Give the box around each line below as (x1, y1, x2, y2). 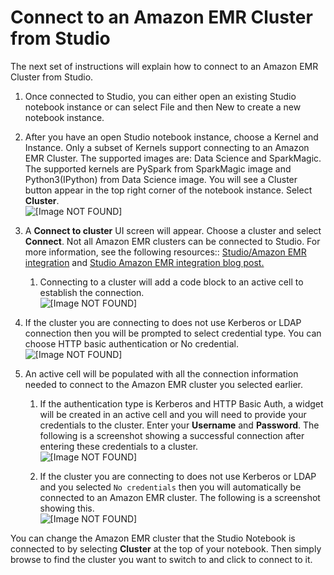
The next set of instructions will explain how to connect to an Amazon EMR (10, 60, 319, 72)
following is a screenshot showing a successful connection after (39, 429, 305, 441)
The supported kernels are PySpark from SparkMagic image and (24, 162, 292, 175)
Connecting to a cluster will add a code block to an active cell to (39, 276, 304, 288)
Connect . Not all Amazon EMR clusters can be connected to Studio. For (24, 235, 321, 247)
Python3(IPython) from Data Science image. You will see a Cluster (24, 173, 298, 185)
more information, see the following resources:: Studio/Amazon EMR (24, 246, 307, 258)
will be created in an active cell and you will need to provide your (39, 408, 307, 420)
